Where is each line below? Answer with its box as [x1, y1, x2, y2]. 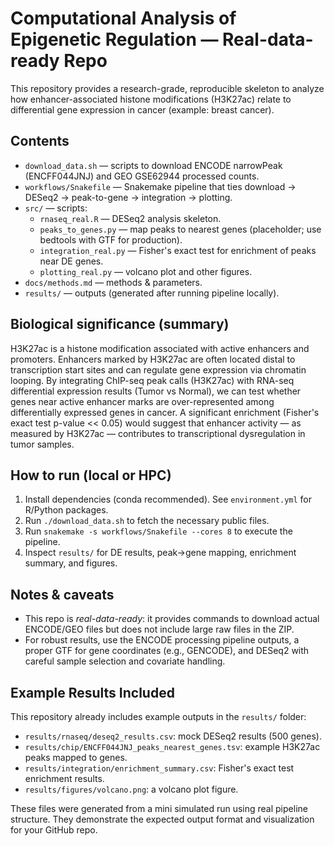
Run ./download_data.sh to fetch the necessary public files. [24, 515, 270, 527]
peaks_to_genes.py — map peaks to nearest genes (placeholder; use [39, 223, 322, 235]
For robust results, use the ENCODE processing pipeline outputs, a [24, 634, 300, 646]
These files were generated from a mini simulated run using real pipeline [10, 803, 308, 814]
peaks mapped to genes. [24, 752, 128, 763]
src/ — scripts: [24, 202, 88, 214]
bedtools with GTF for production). [39, 233, 183, 246]
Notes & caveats [10, 586, 115, 603]
